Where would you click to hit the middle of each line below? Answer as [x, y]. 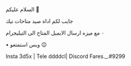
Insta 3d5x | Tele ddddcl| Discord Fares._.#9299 [65, 56]
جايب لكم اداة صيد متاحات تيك [40, 21]
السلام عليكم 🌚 [23, 9]
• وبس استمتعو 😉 [26, 45]
